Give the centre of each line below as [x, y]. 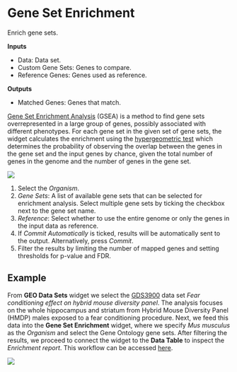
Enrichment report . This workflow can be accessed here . [90, 347]
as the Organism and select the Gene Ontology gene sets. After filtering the [117, 332]
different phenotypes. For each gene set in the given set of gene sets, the [115, 131]
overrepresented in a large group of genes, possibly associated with [107, 123]
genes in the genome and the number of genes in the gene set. [99, 161]
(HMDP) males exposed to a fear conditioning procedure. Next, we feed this [118, 318]
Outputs [20, 88]
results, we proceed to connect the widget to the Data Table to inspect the [116, 340]
